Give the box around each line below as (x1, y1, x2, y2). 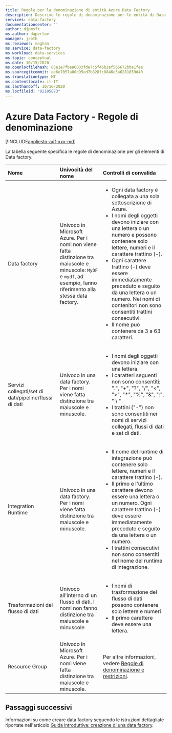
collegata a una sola (112, 193, 160, 200)
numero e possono (112, 232, 157, 239)
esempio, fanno (59, 279, 97, 286)
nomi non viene (59, 241, 97, 248)
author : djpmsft (5, 27, 40, 32)
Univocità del (59, 166, 93, 173)
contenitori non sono (112, 302, 162, 309)
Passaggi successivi (5, 703, 73, 711)
